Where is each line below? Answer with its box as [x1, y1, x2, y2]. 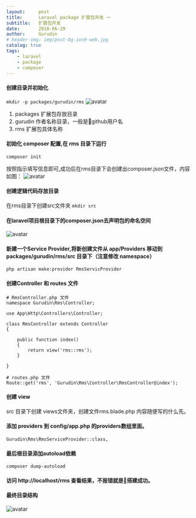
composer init [6, 154, 42, 160]
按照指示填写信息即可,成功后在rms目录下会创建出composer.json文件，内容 [6, 165, 191, 172]
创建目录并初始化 [6, 84, 49, 91]
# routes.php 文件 [6, 374, 50, 380]
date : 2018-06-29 [6, 25, 66, 32]
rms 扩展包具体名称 [14, 125, 63, 132]
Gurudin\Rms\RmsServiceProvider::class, [6, 436, 109, 442]
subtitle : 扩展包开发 [6, 20, 61, 26]
